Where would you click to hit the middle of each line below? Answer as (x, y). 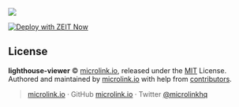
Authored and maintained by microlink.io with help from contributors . (120, 79)
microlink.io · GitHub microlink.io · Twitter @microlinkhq (118, 94)
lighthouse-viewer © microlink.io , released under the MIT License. (118, 70)
